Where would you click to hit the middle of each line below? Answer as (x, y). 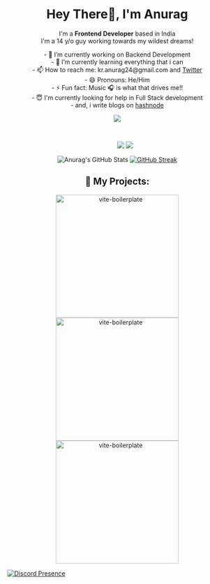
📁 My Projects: (117, 182)
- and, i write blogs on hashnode (117, 105)
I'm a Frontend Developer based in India (117, 33)
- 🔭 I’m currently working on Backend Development (117, 54)
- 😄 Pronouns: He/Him (117, 80)
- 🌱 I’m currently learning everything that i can (117, 61)
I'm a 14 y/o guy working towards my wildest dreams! (117, 40)
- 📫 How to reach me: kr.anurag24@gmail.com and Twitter (117, 70)
